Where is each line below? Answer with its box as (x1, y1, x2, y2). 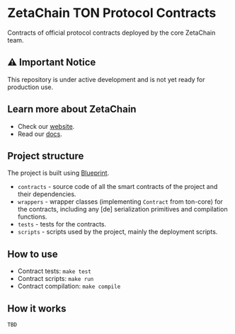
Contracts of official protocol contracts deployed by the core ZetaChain (7, 28, 216, 37)
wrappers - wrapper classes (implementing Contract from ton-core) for (17, 197, 223, 206)
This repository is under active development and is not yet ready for (7, 75, 205, 83)
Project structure (7, 150, 84, 162)
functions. (17, 212, 47, 221)
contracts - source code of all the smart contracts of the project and (17, 183, 218, 191)
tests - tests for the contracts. (17, 220, 107, 229)
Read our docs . (17, 129, 62, 138)
